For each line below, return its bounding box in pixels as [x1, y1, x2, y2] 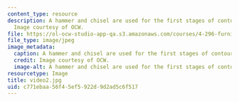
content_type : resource [7, 10, 78, 18]
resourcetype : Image [7, 70, 69, 77]
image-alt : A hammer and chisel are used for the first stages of [14, 63, 215, 70]
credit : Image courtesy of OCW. [14, 57, 110, 64]
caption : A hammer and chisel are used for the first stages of [14, 51, 208, 58]
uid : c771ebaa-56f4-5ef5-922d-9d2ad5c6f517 [7, 83, 139, 90]
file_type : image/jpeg [7, 37, 75, 44]
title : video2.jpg [7, 76, 62, 84]
